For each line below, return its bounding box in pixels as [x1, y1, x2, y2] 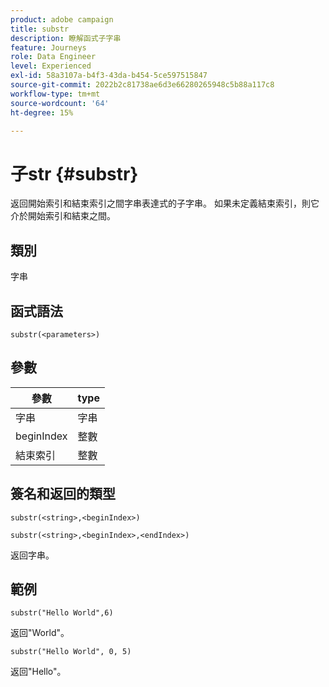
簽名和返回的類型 [10, 486, 116, 503]
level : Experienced [10, 61, 92, 71]
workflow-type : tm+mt [10, 89, 101, 99]
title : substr [10, 24, 70, 34]
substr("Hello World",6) [10, 608, 114, 618]
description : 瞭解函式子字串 [10, 33, 122, 43]
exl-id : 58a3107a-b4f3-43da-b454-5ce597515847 [10, 71, 208, 81]
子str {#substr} [10, 162, 139, 185]
